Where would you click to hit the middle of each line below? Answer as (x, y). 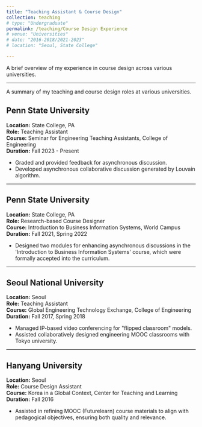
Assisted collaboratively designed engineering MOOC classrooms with (102, 335)
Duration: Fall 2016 (30, 399)
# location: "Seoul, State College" (52, 46)
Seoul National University (55, 283)
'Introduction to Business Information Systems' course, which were (98, 251)
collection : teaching (33, 17)
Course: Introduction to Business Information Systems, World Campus (93, 227)
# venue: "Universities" (37, 34)
